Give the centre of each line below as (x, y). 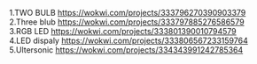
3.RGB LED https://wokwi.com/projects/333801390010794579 (123, 31)
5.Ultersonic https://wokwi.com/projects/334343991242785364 (126, 50)
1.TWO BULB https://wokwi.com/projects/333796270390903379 (128, 13)
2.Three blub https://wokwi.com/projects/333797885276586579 (127, 22)
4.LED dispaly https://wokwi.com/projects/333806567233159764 (128, 40)
